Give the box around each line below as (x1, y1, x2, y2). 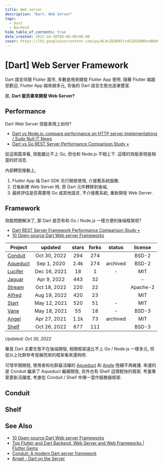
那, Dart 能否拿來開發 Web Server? (5, 93, 75, 99)
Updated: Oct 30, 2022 (5, 336, 51, 342)
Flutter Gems (12, 445, 38, 451)
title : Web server (5, 7, 42, 12)
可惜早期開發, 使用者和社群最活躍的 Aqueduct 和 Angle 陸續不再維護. (5, 362, 142, 368)
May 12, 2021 (34, 300, 67, 306)
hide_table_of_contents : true (5, 30, 66, 35)
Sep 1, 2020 (36, 260, 65, 267)
